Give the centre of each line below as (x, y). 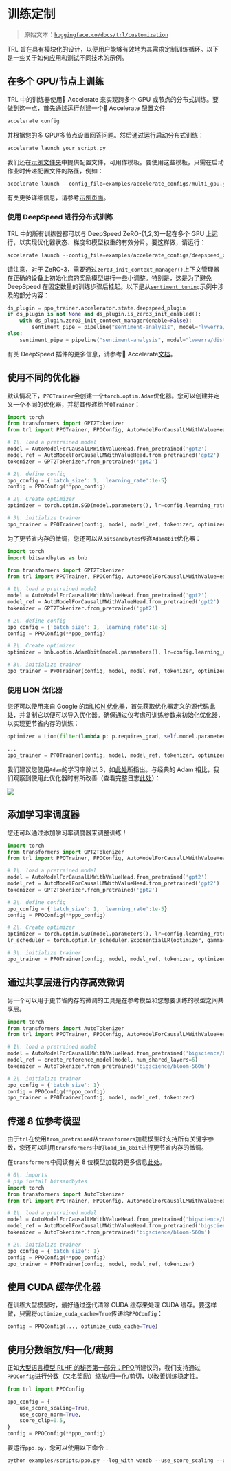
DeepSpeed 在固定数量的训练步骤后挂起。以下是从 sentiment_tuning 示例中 (112, 286)
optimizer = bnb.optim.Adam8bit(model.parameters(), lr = (90, 652)
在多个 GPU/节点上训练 (56, 82)
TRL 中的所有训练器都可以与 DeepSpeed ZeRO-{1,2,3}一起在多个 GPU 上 (110, 233)
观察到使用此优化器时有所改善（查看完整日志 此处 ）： (87, 777)
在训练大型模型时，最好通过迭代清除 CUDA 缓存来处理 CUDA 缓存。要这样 (112, 1305)
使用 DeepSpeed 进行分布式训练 (60, 217)
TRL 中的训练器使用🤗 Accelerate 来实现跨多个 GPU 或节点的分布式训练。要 (113, 99)
